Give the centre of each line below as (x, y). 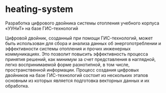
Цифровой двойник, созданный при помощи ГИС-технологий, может (79, 38)
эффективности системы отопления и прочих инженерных (68, 48)
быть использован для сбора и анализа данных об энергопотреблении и (83, 43)
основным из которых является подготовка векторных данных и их (77, 80)
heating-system (39, 9)
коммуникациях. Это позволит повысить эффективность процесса (77, 54)
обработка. (17, 85)
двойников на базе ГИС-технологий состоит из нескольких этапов (77, 75)
